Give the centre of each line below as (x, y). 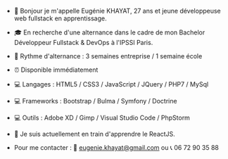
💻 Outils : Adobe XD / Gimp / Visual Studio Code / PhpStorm (102, 117)
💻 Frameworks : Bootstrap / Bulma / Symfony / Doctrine (95, 101)
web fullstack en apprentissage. (60, 18)
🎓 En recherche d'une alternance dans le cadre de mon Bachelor (109, 32)
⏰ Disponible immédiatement (56, 70)
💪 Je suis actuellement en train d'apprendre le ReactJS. (95, 134)
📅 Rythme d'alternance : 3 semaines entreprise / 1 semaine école (108, 56)
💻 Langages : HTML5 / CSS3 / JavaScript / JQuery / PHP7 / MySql (111, 84)
